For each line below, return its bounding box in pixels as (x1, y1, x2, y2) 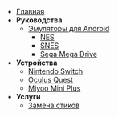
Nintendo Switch (27, 67, 83, 75)
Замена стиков (27, 100, 80, 110)
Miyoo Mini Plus (27, 83, 81, 93)
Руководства (15, 15, 63, 25)
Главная (15, 7, 45, 16)
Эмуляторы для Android (27, 24, 110, 33)
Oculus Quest (27, 75, 74, 84)
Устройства (15, 58, 58, 67)
